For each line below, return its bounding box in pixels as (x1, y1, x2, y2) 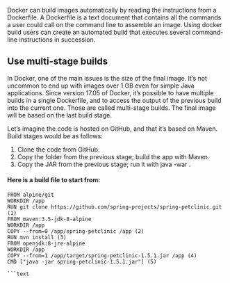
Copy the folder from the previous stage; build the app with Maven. (17, 152, 210, 161)
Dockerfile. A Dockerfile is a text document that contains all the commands (7, 13, 222, 22)
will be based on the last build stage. (7, 111, 113, 119)
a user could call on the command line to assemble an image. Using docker (7, 21, 222, 29)
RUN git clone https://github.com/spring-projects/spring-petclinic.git (7, 204, 222, 211)
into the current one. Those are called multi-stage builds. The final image (7, 104, 217, 112)
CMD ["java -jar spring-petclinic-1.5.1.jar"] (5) (7, 259, 157, 266)
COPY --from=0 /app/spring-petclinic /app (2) (7, 228, 145, 235)
